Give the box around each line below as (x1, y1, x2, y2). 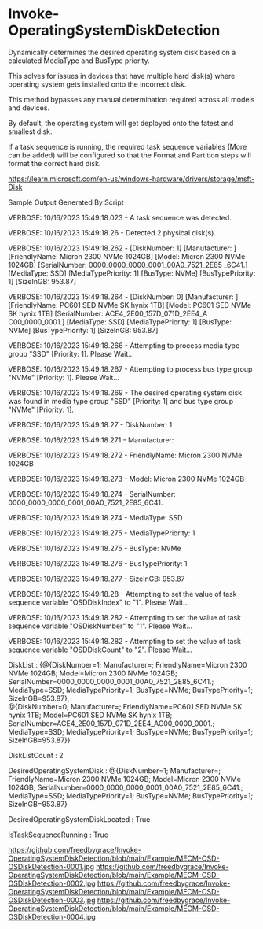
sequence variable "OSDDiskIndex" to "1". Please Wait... (8, 598, 190, 607)
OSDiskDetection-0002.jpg (8, 879, 96, 888)
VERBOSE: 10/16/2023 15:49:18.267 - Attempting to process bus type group (8, 364, 253, 374)
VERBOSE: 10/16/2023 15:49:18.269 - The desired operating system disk (8, 387, 243, 398)
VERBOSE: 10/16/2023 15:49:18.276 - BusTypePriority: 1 (8, 558, 188, 568)
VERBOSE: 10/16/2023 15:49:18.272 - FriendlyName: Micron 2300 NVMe (8, 450, 243, 460)
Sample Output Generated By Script (8, 198, 124, 207)
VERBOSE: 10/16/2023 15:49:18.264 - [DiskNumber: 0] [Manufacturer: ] (8, 292, 239, 302)
